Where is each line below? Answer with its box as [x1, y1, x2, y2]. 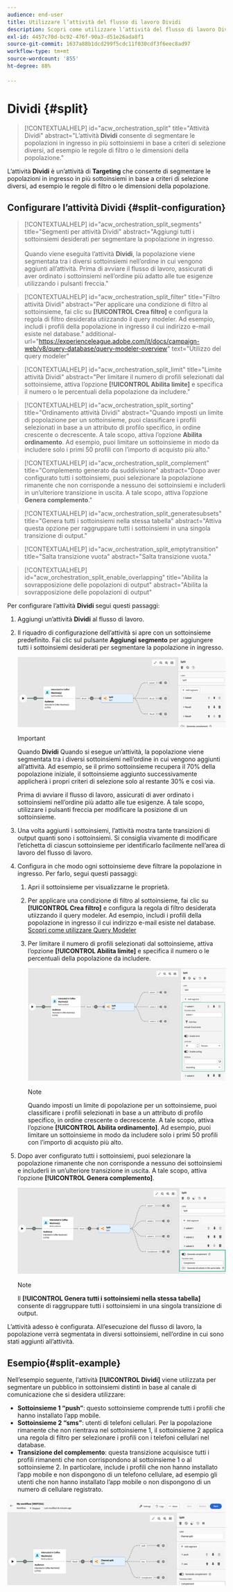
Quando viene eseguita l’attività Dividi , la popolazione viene [24, 250, 196, 258]
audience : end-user [7, 11, 64, 18]
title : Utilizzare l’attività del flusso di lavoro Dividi [7, 18, 182, 26]
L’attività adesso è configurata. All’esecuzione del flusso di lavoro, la [7, 1322, 202, 1330]
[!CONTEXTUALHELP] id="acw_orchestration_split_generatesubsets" [24, 509, 222, 518]
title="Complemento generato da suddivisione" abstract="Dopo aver [24, 466, 221, 475]
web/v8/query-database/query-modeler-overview [24, 344, 168, 353]
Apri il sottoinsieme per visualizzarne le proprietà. [27, 883, 170, 891]
